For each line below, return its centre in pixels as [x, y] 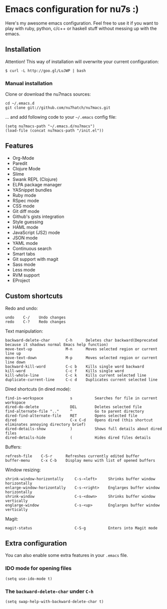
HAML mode [25, 227]
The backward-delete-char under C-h [49, 591]
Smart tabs [24, 253]
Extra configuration [36, 544]
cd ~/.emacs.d [20, 104]
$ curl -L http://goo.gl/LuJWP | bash [45, 71]
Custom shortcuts [34, 296]
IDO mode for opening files [38, 568]
